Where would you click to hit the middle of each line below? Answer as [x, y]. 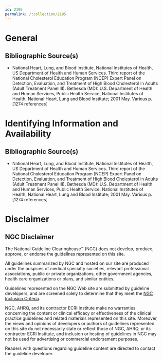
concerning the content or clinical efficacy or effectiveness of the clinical [78, 313]
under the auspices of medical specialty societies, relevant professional [77, 268]
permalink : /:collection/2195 [36, 14]
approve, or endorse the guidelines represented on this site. [65, 254]
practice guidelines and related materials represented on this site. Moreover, [81, 318]
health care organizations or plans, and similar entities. [60, 279]
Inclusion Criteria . [23, 298]
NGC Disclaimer [30, 237]
